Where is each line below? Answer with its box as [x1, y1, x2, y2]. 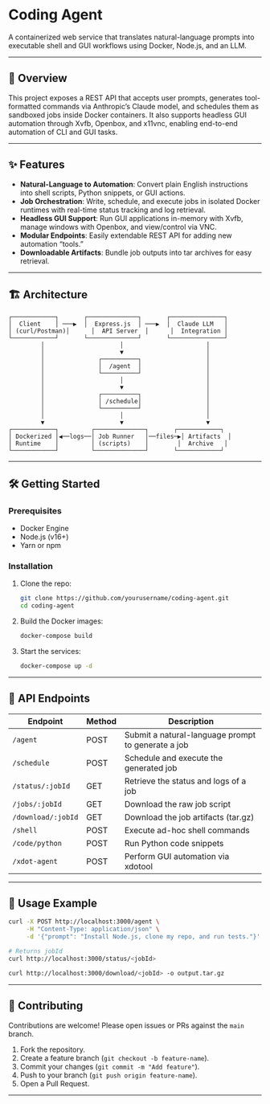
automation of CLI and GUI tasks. [8, 127, 118, 137]
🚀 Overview [8, 72, 67, 85]
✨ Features [8, 158, 65, 172]
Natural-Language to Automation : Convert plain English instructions [19, 179, 248, 189]
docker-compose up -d [19, 661, 92, 670]
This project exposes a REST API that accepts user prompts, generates [8, 92, 243, 102]
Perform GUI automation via [124, 850, 230, 861]
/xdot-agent [12, 857, 59, 865]
